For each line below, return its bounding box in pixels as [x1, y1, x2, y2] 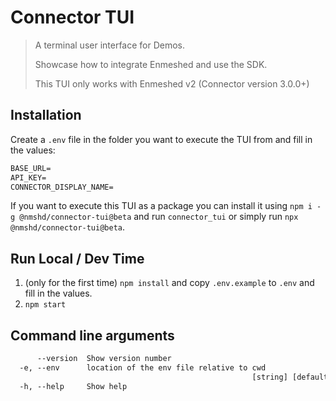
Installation [10, 107, 82, 124]
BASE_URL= [10, 163, 52, 173]
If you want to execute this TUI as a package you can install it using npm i [10, 200, 313, 212]
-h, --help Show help [19, 381, 128, 391]
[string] [251, 372, 288, 382]
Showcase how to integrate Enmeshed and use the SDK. [34, 58, 268, 70]
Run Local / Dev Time [10, 250, 145, 267]
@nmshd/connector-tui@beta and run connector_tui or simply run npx [19, 211, 299, 223]
